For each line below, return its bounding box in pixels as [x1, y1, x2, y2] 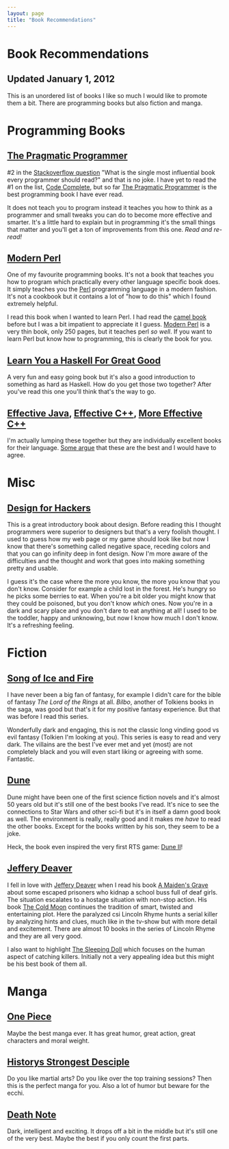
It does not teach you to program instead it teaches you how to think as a [7, 203, 213, 211]
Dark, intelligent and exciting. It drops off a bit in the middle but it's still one [7, 1127, 218, 1135]
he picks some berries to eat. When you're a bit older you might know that [7, 591, 216, 600]
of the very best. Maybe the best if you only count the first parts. [7, 1135, 189, 1143]
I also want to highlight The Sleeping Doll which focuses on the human [7, 945, 205, 953]
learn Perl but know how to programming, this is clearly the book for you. [7, 335, 213, 343]
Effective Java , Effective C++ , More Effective [7, 407, 203, 419]
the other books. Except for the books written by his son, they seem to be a [7, 822, 219, 830]
